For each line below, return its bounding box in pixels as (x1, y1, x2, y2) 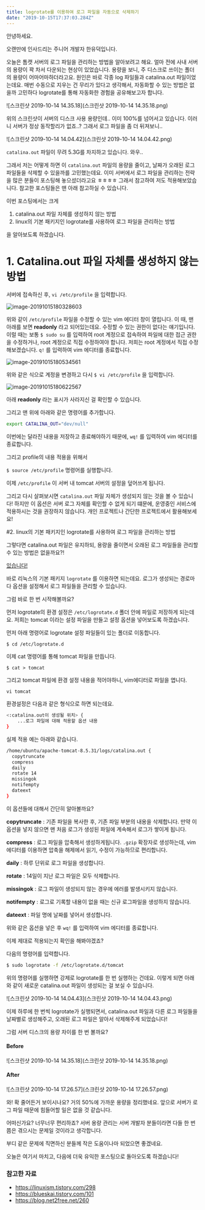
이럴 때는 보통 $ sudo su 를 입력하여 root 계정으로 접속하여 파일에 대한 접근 (6, 331, 186, 338)
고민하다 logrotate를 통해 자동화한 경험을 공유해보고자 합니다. (17, 89, 164, 96)
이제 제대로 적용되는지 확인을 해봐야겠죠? (6, 937, 104, 944)
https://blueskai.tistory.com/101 (15, 1190, 94, 1198)
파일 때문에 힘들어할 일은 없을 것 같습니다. (12, 1106, 112, 1113)
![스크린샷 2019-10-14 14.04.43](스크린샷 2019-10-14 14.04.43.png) (6, 994, 173, 1002)
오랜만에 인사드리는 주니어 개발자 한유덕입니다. (6, 45, 118, 53)
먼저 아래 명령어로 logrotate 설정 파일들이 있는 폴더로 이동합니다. (6, 629, 160, 636)
